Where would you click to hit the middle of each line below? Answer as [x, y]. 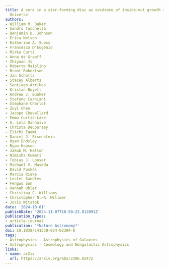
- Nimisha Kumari [23, 155]
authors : [14, 19]
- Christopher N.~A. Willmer [36, 197]
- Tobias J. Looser [26, 160]
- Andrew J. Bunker [26, 94]
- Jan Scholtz [20, 76]
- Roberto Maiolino [26, 66]
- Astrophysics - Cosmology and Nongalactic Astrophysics [67, 245]
